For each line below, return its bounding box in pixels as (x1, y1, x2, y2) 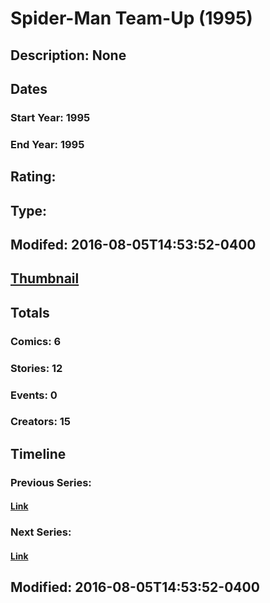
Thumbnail (10, 270, 80, 287)
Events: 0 (10, 388, 58, 402)
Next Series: (10, 525, 72, 539)
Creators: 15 (10, 415, 72, 429)
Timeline (10, 445, 67, 462)
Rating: (10, 168, 57, 186)
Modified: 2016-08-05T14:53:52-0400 (10, 579, 260, 596)
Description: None (10, 47, 127, 64)
